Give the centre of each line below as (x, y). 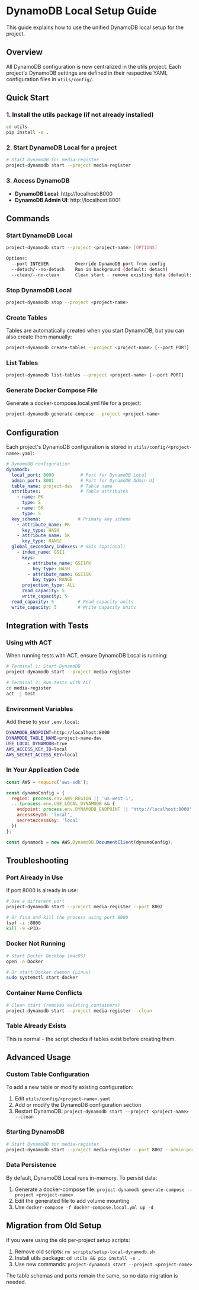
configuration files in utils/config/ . (50, 79)
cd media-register (29, 688)
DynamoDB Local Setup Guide (81, 11)
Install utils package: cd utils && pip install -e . (78, 1257)
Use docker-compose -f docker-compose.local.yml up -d (84, 1207)
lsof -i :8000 (24, 923)
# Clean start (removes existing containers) (63, 1005)
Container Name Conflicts (44, 993)
